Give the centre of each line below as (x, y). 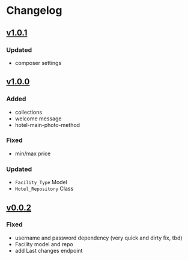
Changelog (34, 11)
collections (29, 112)
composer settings (38, 63)
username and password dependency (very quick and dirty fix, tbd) (99, 238)
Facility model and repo (44, 244)
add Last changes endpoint (49, 250)
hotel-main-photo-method (47, 125)
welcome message (38, 119)
